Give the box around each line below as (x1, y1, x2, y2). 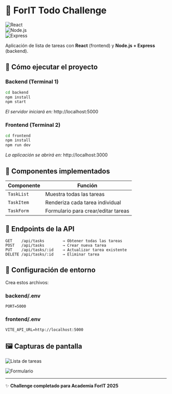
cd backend (5, 90, 29, 95)
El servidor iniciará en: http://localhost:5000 (5, 109, 99, 115)
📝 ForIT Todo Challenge (5, 5, 107, 16)
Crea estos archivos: (5, 279, 49, 285)
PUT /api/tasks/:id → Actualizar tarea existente (5, 247, 127, 252)
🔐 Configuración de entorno (5, 266, 96, 274)
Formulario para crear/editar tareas (45, 207, 130, 214)
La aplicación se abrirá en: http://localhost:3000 (5, 152, 108, 158)
